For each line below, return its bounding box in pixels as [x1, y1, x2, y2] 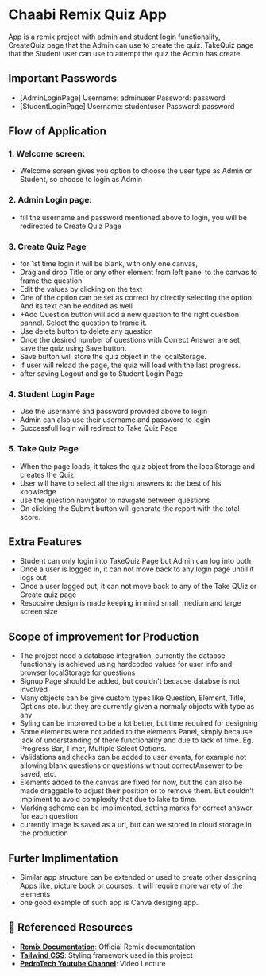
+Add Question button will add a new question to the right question [19, 310, 240, 320]
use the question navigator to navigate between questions [19, 495, 210, 505]
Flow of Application [8, 125, 107, 138]
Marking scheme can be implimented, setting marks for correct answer [19, 803, 253, 812]
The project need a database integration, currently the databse [19, 651, 226, 660]
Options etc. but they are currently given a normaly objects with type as [19, 702, 255, 711]
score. [19, 512, 41, 521]
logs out [19, 573, 47, 583]
